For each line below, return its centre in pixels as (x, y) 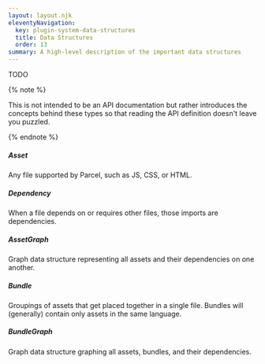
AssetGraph (28, 239)
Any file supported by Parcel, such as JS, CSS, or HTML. (100, 175)
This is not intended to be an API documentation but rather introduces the (128, 105)
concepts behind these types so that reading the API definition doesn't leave (132, 113)
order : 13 (31, 45)
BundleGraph (30, 332)
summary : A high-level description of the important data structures (125, 52)
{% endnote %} (34, 137)
